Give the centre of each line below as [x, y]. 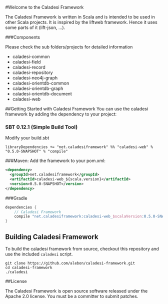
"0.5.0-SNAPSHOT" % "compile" [37, 151]
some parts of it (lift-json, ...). [35, 27]
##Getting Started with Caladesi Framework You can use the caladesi [77, 109]
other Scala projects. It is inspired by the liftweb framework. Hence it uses [81, 22]
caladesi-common [31, 56]
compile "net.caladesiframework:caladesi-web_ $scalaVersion [78, 216]
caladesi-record [29, 67]
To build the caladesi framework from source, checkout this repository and [82, 248]
